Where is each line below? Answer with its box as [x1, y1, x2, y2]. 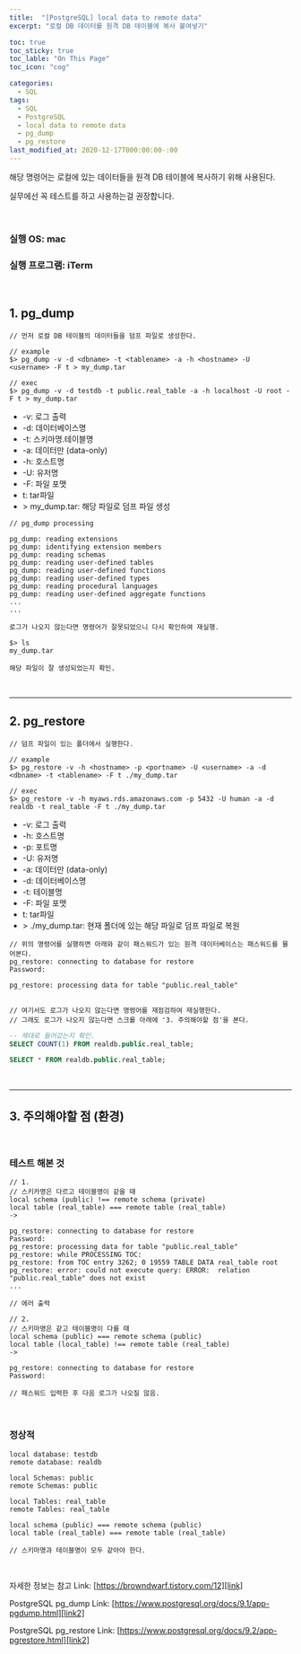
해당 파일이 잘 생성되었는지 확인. [9, 664, 116, 673]
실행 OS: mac [9, 233, 66, 245]
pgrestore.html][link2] [9, 1634, 90, 1645]
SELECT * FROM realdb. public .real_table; [9, 1056, 167, 1065]
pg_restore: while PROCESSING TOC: [9, 1250, 142, 1260]
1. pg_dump [9, 306, 74, 321]
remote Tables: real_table [9, 1505, 110, 1514]
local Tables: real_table [9, 1497, 106, 1506]
